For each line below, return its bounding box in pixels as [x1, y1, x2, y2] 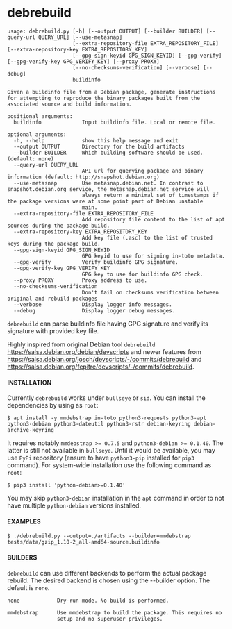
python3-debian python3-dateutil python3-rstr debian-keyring [7, 421, 191, 428]
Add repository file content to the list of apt [81, 216, 226, 223]
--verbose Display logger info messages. [13, 301, 172, 308]
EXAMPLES [7, 517, 41, 526]
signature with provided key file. [7, 326, 99, 335]
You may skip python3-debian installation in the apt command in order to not [7, 494, 224, 503]
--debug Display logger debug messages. [13, 307, 176, 314]
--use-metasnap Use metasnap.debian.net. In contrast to [13, 179, 204, 187]
